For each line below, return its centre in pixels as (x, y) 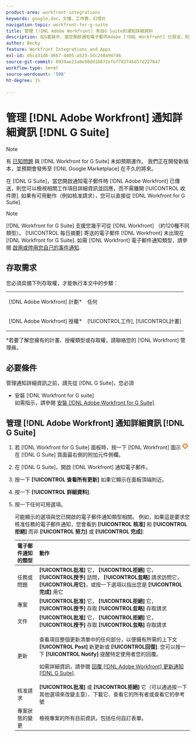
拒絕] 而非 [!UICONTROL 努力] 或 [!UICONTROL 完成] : (79, 532)
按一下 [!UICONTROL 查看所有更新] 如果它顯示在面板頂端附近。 (91, 479)
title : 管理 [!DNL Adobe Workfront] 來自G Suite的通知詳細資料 (80, 31)
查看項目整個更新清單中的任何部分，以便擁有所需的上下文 (108, 639)
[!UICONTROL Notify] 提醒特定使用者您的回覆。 (104, 654)
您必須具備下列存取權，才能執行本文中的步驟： (62, 283)
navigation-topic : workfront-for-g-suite (57, 25)
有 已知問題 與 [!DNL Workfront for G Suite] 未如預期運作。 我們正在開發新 (95, 162)
